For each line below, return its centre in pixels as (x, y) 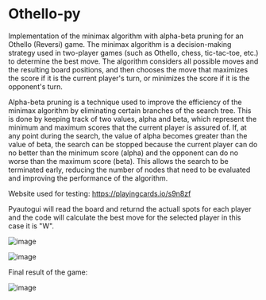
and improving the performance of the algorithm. (88, 178)
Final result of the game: (48, 272)
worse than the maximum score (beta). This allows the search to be (118, 161)
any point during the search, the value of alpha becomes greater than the (128, 135)
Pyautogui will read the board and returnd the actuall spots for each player (130, 208)
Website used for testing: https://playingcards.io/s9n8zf (100, 193)
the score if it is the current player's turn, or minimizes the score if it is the (129, 78)
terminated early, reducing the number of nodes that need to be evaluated (129, 169)
